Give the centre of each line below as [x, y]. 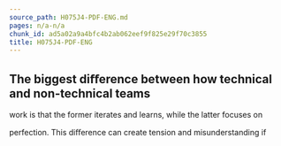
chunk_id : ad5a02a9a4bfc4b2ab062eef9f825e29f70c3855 [108, 34]
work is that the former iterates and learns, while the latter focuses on [136, 115]
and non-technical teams [80, 93]
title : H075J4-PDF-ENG [51, 42]
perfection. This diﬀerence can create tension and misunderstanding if [138, 133]
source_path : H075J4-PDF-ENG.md [68, 17]
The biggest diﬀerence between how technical [140, 79]
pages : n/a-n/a [37, 26]
